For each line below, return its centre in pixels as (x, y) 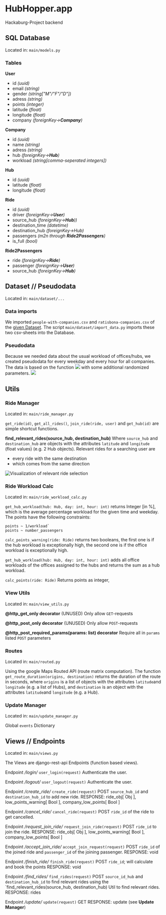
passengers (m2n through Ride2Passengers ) (59, 236)
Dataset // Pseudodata (41, 287)
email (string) (26, 89)
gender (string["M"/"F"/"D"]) (42, 94)
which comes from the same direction (51, 464)
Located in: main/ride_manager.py (39, 414)
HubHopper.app (39, 9)
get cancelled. (20, 817)
